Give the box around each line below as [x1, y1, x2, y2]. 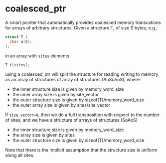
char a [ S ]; [9, 39, 32, 44]
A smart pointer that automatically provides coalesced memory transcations [5, 19, 161, 25]
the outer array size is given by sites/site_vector [12, 102, 111, 108]
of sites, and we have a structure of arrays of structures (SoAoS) [5, 117, 138, 123]
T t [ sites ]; [5, 62, 30, 67]
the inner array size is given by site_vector [12, 92, 99, 98]
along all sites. [5, 153, 35, 159]
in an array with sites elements [5, 53, 70, 59]
